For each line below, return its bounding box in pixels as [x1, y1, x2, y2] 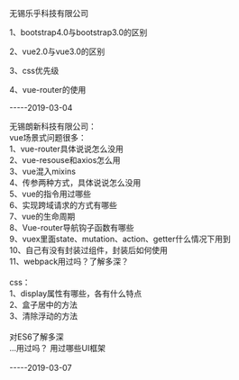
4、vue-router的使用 [9, 85, 87, 95]
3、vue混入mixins [9, 166, 77, 176]
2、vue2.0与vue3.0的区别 [9, 46, 106, 57]
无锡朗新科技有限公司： [9, 121, 97, 131]
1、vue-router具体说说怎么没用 [9, 143, 124, 154]
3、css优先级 [9, 66, 60, 76]
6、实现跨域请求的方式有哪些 [9, 200, 117, 210]
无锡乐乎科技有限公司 [9, 8, 88, 18]
